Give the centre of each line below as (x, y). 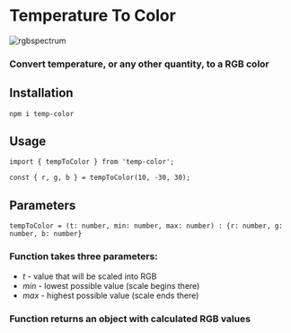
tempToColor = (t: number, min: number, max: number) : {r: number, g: (146, 226)
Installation (41, 93)
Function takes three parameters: (84, 256)
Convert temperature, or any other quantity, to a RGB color (139, 64)
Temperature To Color (93, 16)
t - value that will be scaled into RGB (89, 276)
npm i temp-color (42, 113)
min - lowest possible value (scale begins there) (111, 285)
